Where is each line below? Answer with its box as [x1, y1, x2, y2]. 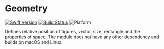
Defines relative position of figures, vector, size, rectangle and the [5, 28, 140, 34]
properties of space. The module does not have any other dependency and [5, 34, 159, 40]
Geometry [5, 3, 48, 14]
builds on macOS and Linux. [5, 39, 63, 45]
